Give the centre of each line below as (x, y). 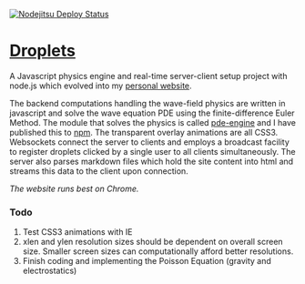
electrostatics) (50, 271)
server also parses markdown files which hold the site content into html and (152, 161)
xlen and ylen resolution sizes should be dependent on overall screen (153, 242)
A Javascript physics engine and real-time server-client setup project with (148, 76)
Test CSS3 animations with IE (78, 232)
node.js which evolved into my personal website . (101, 86)
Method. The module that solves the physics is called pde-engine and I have (152, 122)
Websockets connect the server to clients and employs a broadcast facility (149, 142)
